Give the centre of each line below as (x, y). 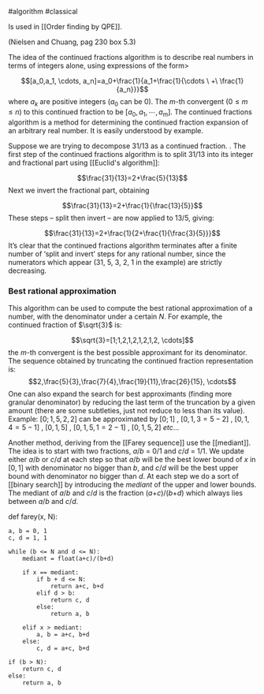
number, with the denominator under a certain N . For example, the (115, 316)
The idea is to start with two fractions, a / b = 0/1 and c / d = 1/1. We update (126, 451)
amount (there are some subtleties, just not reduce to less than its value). (127, 410)
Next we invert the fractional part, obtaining (79, 190)
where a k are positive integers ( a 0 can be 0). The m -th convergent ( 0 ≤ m (128, 103)
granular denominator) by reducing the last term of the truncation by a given (132, 402)
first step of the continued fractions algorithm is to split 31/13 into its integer (131, 154)
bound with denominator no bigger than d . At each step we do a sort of (123, 476)
